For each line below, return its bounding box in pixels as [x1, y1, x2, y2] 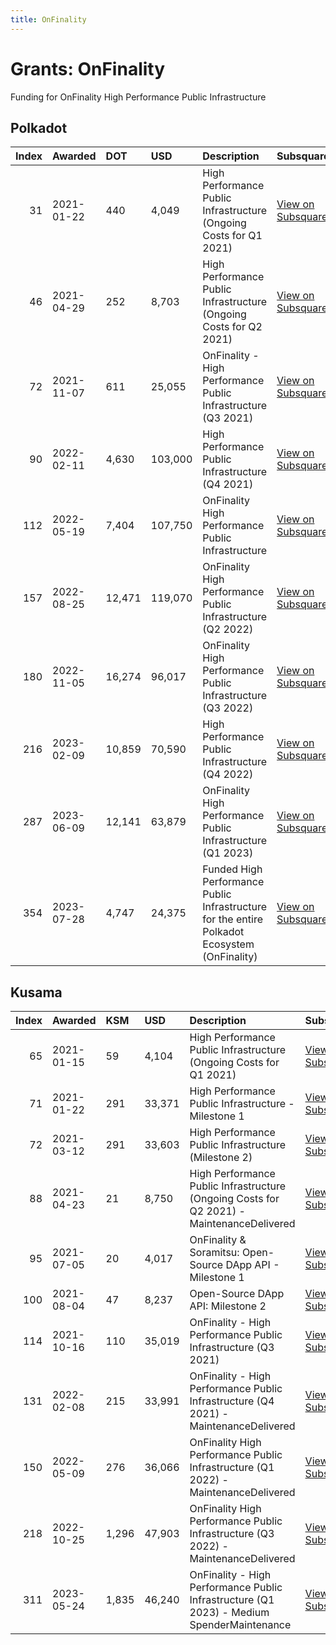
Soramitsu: [189, 1246, 240, 1260]
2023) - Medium [189, 1606, 270, 1620]
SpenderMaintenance [189, 1618, 292, 1632]
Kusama [10, 984, 63, 1001]
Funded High [202, 862, 263, 876]
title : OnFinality [10, 14, 87, 25]
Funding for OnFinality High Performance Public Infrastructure [10, 91, 267, 103]
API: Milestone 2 [189, 1299, 267, 1313]
